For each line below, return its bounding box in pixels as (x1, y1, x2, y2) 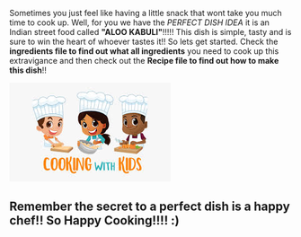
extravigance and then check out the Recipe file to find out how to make (9, 56, 279, 66)
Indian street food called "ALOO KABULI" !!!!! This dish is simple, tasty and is (9, 27, 292, 37)
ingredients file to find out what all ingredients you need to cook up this (9, 46, 279, 57)
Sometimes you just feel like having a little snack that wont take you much (9, 8, 282, 18)
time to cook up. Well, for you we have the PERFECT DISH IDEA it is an (9, 17, 270, 28)
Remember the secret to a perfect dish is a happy (9, 199, 290, 215)
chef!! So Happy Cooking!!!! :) (9, 213, 180, 228)
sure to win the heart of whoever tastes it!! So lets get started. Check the (9, 36, 279, 47)
